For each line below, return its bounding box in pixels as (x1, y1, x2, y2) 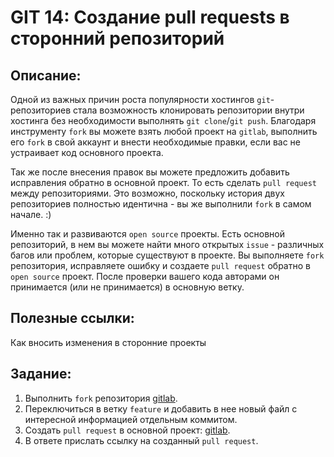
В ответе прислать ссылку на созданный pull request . (24, 434, 259, 446)
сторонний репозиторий (10, 27, 225, 50)
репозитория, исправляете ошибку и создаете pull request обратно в (10, 260, 311, 271)
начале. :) (10, 209, 52, 220)
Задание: (10, 366, 72, 383)
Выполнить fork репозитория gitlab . (24, 392, 178, 404)
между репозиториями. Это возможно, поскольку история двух (10, 187, 285, 199)
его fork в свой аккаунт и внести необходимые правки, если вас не (10, 136, 302, 148)
